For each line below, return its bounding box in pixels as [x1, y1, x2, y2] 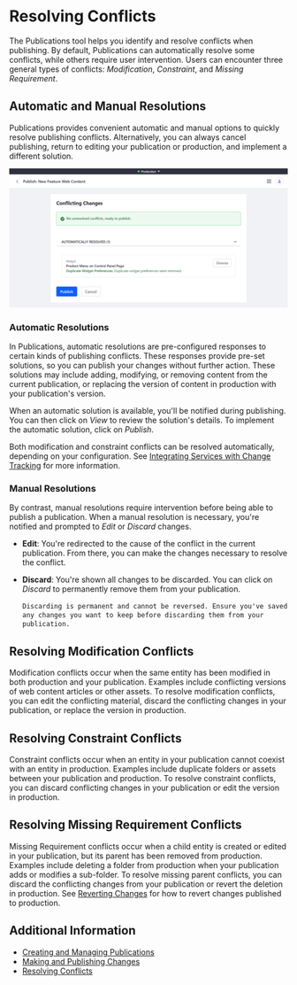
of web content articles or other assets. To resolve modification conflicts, [9, 686, 276, 697]
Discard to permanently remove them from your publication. [21, 584, 241, 594]
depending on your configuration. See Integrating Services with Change [9, 451, 271, 461]
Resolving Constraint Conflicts [9, 731, 182, 746]
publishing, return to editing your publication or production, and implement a [9, 141, 287, 151]
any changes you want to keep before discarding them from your [21, 611, 264, 620]
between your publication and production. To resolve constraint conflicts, [9, 772, 277, 783]
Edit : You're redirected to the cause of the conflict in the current [21, 539, 256, 549]
